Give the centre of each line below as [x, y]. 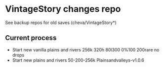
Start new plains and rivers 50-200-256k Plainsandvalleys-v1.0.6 [78, 60]
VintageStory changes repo [63, 9]
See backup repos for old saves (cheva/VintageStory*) [61, 23]
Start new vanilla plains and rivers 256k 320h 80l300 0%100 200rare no [86, 49]
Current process [31, 38]
